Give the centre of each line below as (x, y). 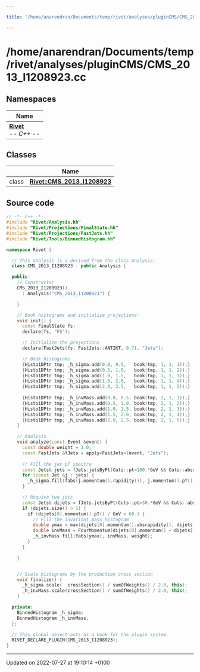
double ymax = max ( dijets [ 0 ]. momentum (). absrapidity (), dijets (113, 525)
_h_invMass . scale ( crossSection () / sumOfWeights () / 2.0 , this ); (104, 591)
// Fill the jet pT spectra (57, 464)
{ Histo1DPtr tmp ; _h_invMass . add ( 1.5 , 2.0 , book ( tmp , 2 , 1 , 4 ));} (106, 414)
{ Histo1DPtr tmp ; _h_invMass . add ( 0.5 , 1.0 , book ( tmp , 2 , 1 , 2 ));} (106, 403)
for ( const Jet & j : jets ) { (58, 475)
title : (14, 17)
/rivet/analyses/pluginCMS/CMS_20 (98, 64)
